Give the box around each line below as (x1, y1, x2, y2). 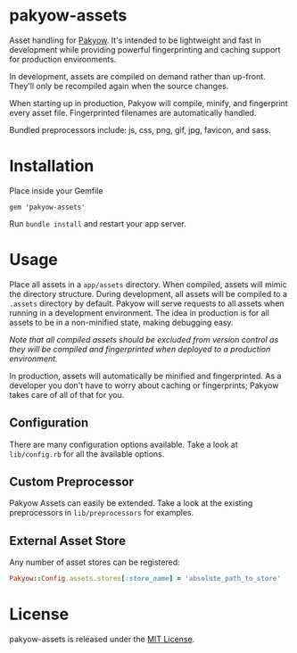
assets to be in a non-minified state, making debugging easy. (9, 317, 234, 327)
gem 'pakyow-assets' (9, 203, 87, 211)
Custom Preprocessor (9, 475, 135, 490)
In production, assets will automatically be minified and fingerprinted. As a (9, 370, 282, 381)
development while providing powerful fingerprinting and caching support (9, 44, 281, 54)
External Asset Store (9, 533, 127, 549)
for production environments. (9, 54, 117, 64)
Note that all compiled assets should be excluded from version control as (9, 334, 279, 344)
